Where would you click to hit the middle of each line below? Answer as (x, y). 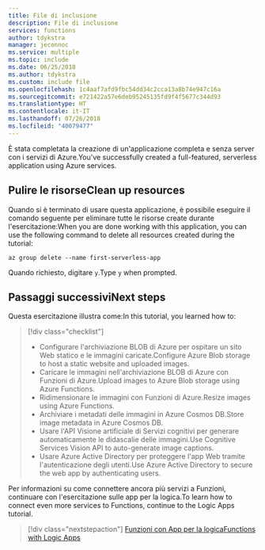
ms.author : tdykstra (42, 74)
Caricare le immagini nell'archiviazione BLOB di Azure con (134, 372)
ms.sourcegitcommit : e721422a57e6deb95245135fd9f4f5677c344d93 (115, 97)
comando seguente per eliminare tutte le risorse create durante (112, 218)
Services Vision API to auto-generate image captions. (127, 448)
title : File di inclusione (53, 15)
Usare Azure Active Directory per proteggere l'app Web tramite (142, 456)
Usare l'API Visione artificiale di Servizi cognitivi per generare (139, 431)
